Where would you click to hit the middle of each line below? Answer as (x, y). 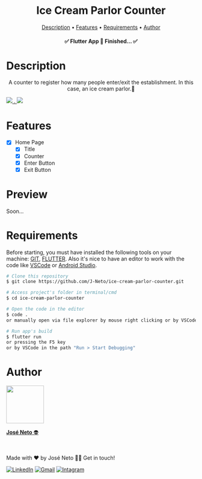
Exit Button (37, 170)
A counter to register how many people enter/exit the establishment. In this (101, 83)
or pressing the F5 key (36, 342)
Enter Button (39, 163)
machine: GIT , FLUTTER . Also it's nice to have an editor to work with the (95, 259)
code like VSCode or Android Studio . (52, 265)
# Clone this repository (37, 276)
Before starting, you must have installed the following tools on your (89, 252)
